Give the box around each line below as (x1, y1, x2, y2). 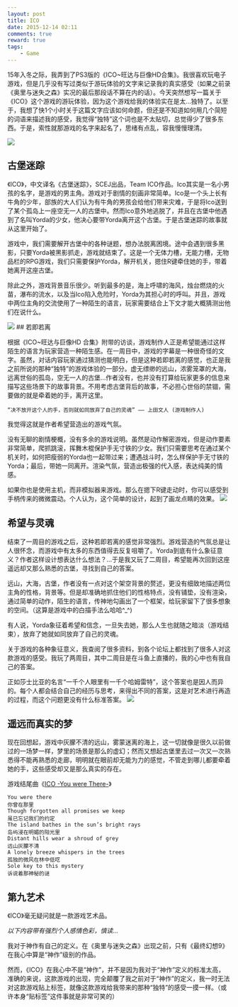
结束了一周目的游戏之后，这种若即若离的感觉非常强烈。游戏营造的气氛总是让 (7, 537, 231, 546)
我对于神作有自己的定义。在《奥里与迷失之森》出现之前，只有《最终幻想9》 (7, 942, 229, 950)
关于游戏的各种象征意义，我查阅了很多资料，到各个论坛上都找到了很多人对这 (7, 644, 231, 653)
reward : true (7, 37, 46, 44)
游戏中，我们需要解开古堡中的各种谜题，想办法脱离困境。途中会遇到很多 (7, 239, 218, 248)
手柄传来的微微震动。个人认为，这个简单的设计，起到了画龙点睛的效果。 (7, 494, 218, 502)
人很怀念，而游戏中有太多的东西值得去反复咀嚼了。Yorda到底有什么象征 (7, 546, 217, 554)
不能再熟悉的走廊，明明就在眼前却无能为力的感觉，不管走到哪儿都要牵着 (19, 756, 231, 764)
